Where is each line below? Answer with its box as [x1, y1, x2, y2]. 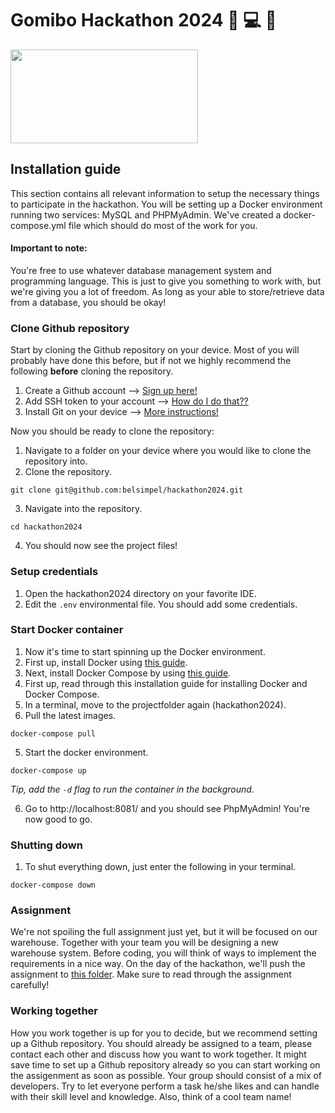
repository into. [24, 455, 88, 467]
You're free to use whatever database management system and [10, 264, 272, 276]
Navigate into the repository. [24, 503, 143, 515]
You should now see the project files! [24, 540, 178, 552]
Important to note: [10, 242, 88, 254]
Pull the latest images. [24, 709, 117, 721]
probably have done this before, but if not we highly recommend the [10, 355, 292, 367]
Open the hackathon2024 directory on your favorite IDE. [24, 587, 257, 599]
